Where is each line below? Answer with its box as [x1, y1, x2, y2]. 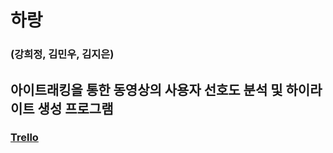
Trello [10, 131, 39, 145]
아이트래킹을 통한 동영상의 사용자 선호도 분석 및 [10, 81, 283, 98]
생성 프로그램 [37, 100, 114, 117]
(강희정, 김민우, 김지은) [10, 47, 115, 61]
